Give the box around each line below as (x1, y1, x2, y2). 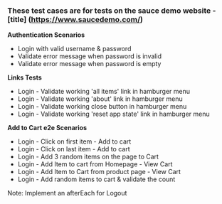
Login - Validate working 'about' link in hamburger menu (17, 95, 183, 103)
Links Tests (7, 73, 42, 82)
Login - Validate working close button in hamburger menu (17, 102, 187, 111)
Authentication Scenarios (7, 31, 85, 39)
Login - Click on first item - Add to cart (17, 137, 132, 146)
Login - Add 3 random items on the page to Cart (17, 152, 159, 161)
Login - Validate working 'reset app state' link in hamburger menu (17, 109, 210, 119)
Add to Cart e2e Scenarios (7, 124, 88, 132)
